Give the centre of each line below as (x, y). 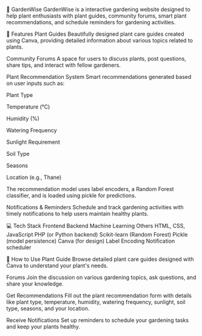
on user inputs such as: (35, 83)
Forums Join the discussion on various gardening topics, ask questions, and (101, 277)
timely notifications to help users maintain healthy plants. (77, 213)
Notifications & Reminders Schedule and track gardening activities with (95, 207)
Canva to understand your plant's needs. (57, 266)
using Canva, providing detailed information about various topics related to (99, 40)
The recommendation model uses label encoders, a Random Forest (90, 189)
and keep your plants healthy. (43, 327)
